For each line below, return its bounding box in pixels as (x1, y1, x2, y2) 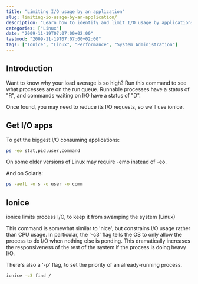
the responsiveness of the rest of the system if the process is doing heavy (6, 244, 187, 251)
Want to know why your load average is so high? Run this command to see (6, 79, 187, 86)
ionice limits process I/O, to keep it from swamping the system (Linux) (6, 214, 176, 221)
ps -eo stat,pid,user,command (6, 147, 81, 154)
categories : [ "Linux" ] (6, 25, 62, 31)
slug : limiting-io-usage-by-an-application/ (6, 14, 117, 20)
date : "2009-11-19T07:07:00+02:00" (6, 31, 94, 37)
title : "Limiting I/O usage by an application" (6, 8, 126, 15)
